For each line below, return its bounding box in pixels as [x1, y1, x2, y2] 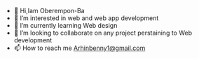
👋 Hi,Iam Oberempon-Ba [13, 7, 85, 15]
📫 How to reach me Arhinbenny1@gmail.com [13, 44, 146, 52]
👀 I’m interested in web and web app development [13, 14, 159, 22]
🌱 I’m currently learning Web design [13, 22, 118, 29]
